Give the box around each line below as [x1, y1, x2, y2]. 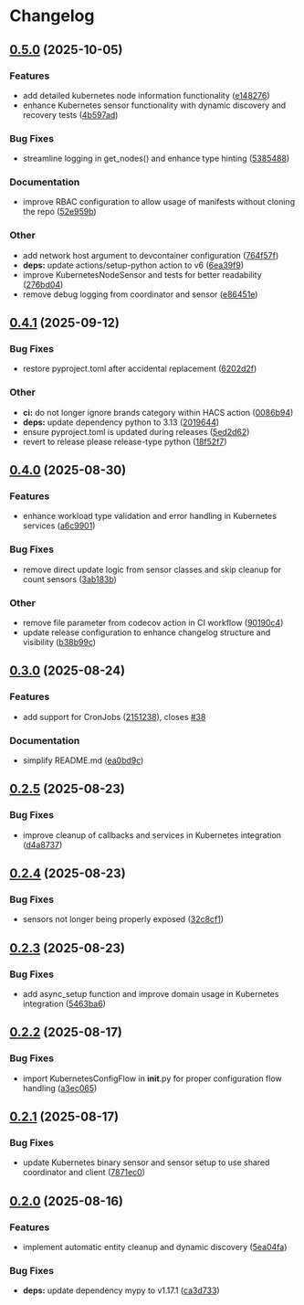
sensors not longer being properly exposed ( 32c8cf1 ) [22, 914, 225, 925]
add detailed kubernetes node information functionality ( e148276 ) [22, 90, 271, 101]
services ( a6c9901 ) [22, 520, 96, 531]
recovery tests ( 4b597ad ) [22, 109, 119, 120]
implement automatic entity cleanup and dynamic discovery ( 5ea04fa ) [22, 1242, 288, 1253]
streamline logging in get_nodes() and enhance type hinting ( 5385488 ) [22, 153, 290, 164]
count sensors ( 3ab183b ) [22, 573, 117, 585]
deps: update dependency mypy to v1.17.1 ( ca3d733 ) [22, 1285, 221, 1296]
